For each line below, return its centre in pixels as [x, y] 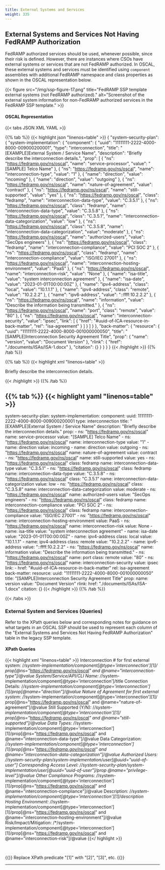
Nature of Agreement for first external [120, 691]
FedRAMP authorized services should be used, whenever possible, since [79, 54]
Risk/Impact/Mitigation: [28, 823]
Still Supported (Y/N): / [71, 707]
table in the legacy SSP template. [39, 638]
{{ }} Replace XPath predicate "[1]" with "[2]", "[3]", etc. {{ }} [65, 857]
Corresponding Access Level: [49, 765]
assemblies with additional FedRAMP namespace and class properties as [79, 75]
